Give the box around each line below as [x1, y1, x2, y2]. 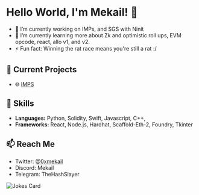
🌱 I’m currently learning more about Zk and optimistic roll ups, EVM [14, 31, 182, 39]
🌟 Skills [6, 99, 34, 109]
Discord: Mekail [14, 164, 54, 172]
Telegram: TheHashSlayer [14, 171, 80, 178]
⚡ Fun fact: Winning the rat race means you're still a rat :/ [14, 45, 157, 52]
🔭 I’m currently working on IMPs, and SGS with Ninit [14, 25, 144, 32]
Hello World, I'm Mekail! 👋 [6, 5, 138, 19]
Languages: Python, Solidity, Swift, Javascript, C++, [14, 114, 146, 122]
